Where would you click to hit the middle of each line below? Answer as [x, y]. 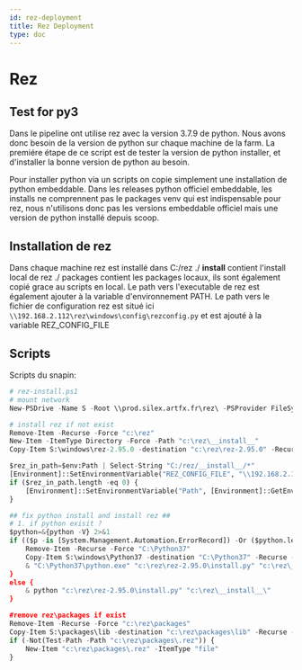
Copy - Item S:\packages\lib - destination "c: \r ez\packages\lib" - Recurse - [152, 632]
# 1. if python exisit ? [56, 524]
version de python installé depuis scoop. [84, 218]
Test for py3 [44, 112]
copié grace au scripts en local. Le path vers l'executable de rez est [135, 287]
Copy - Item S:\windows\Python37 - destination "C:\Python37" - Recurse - [160, 557]
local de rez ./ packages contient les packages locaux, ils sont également [145, 277]
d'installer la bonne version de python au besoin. [100, 162]
